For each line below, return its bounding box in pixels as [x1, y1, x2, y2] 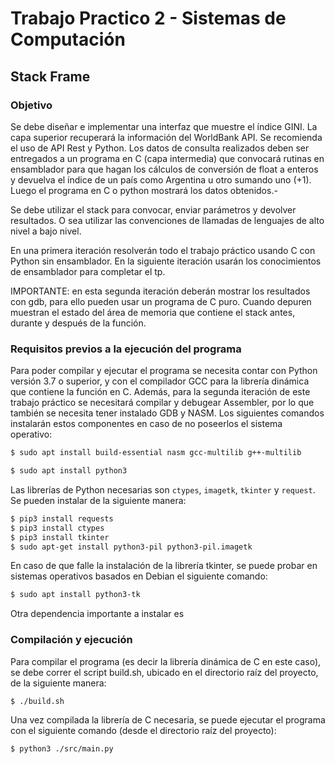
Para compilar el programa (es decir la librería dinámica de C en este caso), [10, 655, 322, 667]
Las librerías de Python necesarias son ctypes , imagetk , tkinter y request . [10, 483, 316, 496]
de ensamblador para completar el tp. [10, 265, 166, 277]
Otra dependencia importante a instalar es [10, 608, 185, 620]
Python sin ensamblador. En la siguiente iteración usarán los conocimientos [10, 255, 322, 267]
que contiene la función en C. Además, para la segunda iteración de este [10, 386, 311, 398]
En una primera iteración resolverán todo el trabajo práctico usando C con [10, 244, 316, 256]
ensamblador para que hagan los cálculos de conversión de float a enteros [10, 163, 319, 175]
